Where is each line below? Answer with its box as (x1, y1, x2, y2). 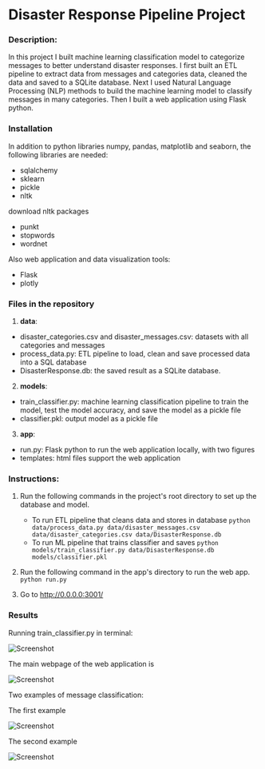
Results (8, 610, 38, 621)
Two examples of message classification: (8, 690, 144, 699)
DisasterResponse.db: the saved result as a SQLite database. (19, 366, 221, 376)
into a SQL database (19, 357, 87, 367)
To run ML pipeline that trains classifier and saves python (31, 538, 220, 548)
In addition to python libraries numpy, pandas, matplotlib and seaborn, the (8, 141, 251, 151)
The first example (8, 705, 66, 715)
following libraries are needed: (8, 149, 109, 159)
